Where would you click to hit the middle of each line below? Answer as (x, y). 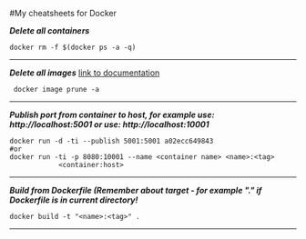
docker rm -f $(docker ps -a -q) (73, 47)
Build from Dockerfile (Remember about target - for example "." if (136, 190)
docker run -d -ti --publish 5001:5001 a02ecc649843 (112, 141)
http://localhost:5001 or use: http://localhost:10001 (109, 124)
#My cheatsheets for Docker (63, 13)
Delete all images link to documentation (85, 73)
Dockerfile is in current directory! (74, 200)
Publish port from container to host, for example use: (112, 115)
